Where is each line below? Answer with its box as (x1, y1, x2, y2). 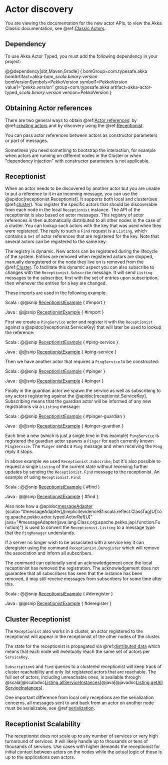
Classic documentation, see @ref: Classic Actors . (5, 25, 106, 31)
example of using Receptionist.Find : (5, 474, 81, 480)
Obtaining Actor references (5, 104, 92, 112)
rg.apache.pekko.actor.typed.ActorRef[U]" (5, 514, 93, 520)
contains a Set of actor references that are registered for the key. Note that (5, 233, 159, 239)
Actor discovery (5, 3, 73, 15)
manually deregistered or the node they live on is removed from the (5, 259, 144, 265)
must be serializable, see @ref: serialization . (5, 705, 95, 711)
